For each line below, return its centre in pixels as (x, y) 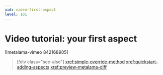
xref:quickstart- (142, 62)
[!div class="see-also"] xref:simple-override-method (71, 62)
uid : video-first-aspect (30, 10)
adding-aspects (33, 67)
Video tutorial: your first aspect (71, 39)
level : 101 (16, 14)
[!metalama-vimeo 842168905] (37, 52)
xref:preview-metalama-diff (79, 67)
